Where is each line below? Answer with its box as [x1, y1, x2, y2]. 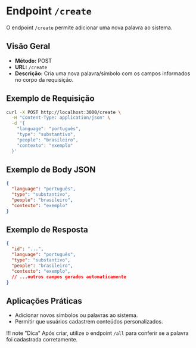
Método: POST [14, 57, 52, 64]
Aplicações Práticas [6, 295, 82, 306]
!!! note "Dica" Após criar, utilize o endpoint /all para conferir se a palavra [6, 329, 189, 337]
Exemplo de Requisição [6, 94, 95, 104]
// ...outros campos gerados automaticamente [11, 273, 127, 280]
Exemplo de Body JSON [6, 164, 96, 174]
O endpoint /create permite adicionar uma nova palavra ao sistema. [6, 24, 173, 31]
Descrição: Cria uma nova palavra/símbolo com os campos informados [14, 70, 191, 77]
